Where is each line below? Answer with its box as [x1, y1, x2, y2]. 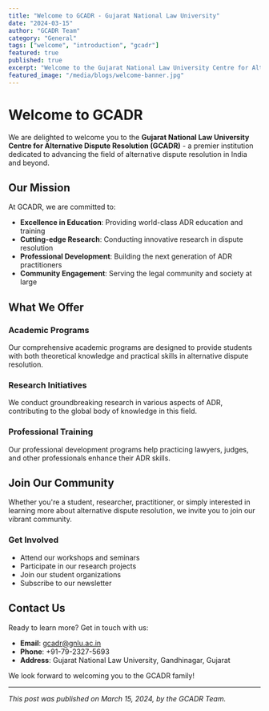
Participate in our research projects [19, 561, 137, 571]
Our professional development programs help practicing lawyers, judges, [8, 444, 249, 454]
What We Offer [8, 300, 84, 314]
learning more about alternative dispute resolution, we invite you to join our [8, 506, 256, 516]
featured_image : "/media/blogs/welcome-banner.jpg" [8, 71, 184, 79]
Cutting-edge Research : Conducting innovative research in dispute [19, 235, 243, 244]
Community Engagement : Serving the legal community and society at [19, 269, 252, 279]
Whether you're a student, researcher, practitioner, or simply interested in [8, 497, 251, 507]
